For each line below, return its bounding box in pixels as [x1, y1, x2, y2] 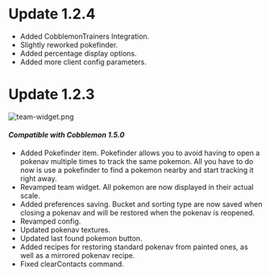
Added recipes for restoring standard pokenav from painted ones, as [19, 242, 248, 252]
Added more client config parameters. [19, 57, 147, 67]
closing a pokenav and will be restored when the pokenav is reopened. [19, 208, 255, 218]
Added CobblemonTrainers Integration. [19, 31, 150, 41]
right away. [19, 174, 58, 183]
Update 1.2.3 [8, 85, 95, 104]
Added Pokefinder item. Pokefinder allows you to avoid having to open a [19, 148, 260, 158]
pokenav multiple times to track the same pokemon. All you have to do [19, 157, 254, 166]
